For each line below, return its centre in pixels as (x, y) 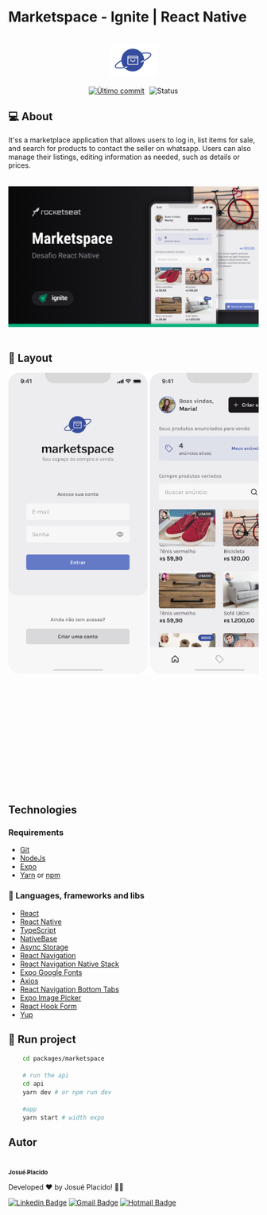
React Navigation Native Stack (70, 964)
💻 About (31, 116)
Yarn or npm (40, 875)
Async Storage (44, 947)
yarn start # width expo (64, 1117)
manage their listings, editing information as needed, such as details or (124, 157)
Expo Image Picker (50, 997)
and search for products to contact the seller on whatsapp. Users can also (130, 148)
